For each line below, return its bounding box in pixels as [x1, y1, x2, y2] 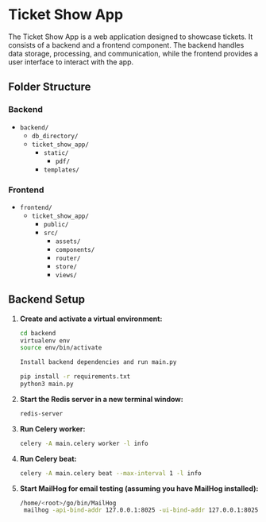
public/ [43, 220, 69, 228]
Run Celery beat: [19, 454, 77, 463]
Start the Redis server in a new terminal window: [19, 394, 184, 404]
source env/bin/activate [19, 344, 102, 352]
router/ [55, 254, 81, 262]
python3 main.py [19, 380, 74, 389]
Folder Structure [8, 80, 91, 94]
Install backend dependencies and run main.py [19, 358, 177, 366]
